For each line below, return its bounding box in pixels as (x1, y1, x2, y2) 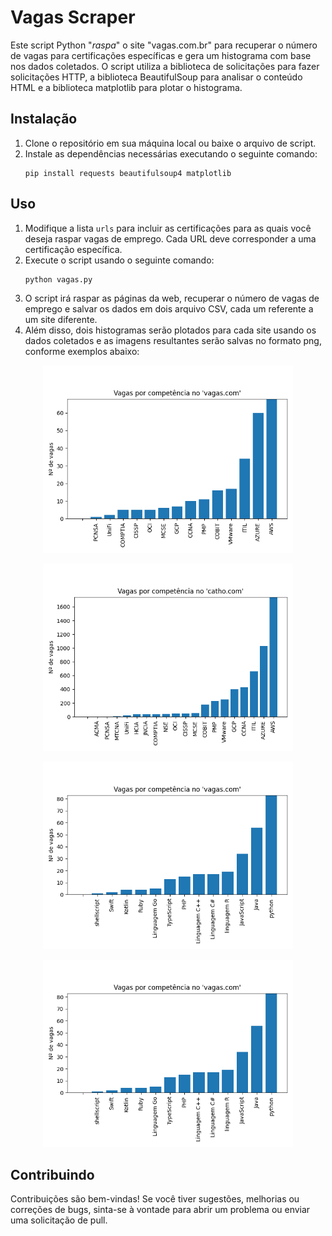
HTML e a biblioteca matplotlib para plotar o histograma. (10, 81, 243, 93)
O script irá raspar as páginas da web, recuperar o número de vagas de (24, 292, 320, 304)
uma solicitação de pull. (10, 1214, 108, 1226)
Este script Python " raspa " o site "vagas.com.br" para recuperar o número (10, 39, 318, 51)
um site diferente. (24, 313, 98, 325)
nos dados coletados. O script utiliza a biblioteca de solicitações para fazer (10, 60, 320, 72)
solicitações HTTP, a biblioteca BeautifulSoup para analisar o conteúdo (10, 71, 303, 83)
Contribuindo (10, 1166, 95, 1183)
